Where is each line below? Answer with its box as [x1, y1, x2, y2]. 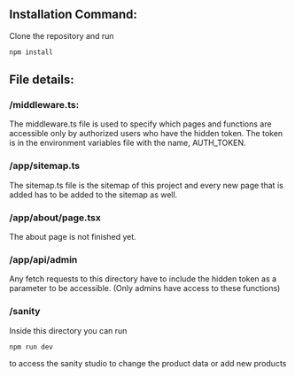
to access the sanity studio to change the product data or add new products [9, 358, 287, 369]
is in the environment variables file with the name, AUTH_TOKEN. [9, 137, 246, 149]
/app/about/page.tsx [9, 212, 102, 224]
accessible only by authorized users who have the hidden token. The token [9, 128, 283, 139]
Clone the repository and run [9, 30, 114, 41]
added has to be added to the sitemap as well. [9, 189, 178, 200]
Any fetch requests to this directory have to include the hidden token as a [9, 273, 277, 284]
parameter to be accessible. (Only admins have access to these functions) [9, 283, 281, 294]
